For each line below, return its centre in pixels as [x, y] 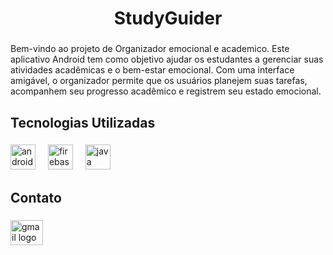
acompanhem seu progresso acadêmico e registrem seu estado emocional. [166, 91]
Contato [36, 197]
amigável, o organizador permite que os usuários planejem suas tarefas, [159, 81]
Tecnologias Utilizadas [83, 122]
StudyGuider [168, 18]
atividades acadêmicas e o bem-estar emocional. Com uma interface [152, 70]
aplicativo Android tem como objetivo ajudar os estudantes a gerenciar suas [167, 59]
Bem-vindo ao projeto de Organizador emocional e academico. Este [150, 49]
